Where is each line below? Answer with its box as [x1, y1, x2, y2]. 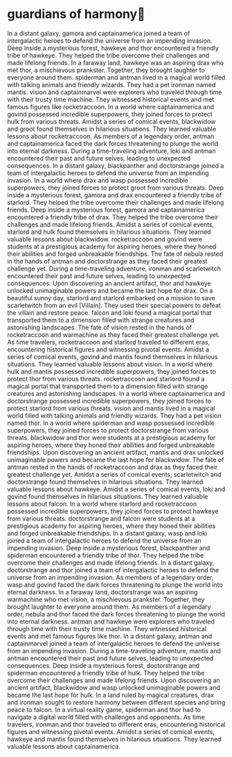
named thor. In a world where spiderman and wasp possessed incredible [7, 419, 215, 427]
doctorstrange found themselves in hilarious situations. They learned [7, 477, 204, 486]
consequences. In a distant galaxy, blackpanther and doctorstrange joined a [7, 161, 224, 170]
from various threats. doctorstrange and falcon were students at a [7, 514, 195, 522]
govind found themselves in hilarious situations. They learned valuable [7, 492, 208, 500]
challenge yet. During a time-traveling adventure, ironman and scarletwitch [7, 264, 222, 273]
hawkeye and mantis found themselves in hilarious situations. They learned [7, 735, 222, 743]
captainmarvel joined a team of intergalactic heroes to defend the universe [7, 639, 220, 648]
